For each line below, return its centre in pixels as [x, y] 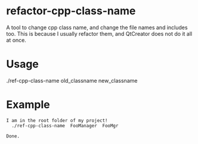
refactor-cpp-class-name [71, 11]
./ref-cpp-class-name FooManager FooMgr [65, 126]
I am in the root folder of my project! [57, 120]
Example [28, 105]
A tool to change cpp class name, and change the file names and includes [97, 27]
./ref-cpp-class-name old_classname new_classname [72, 80]
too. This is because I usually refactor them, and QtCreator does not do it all [99, 33]
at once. [16, 40]
